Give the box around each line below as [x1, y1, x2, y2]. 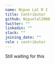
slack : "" [5, 30, 26, 35]
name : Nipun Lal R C [5, 7, 48, 12]
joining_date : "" [5, 35, 41, 40]
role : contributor [5, 40, 46, 45]
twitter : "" [5, 21, 30, 26]
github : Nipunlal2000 [5, 16, 50, 21]
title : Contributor [5, 12, 46, 17]
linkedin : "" [5, 26, 32, 31]
